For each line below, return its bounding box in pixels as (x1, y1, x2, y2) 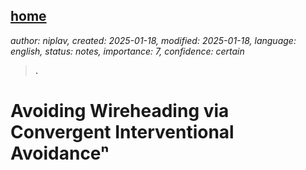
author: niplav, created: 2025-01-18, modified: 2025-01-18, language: (10, 34, 297, 46)
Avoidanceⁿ (10, 142, 110, 164)
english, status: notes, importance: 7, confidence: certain (10, 45, 245, 57)
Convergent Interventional (10, 121, 235, 143)
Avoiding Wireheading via (10, 100, 230, 122)
